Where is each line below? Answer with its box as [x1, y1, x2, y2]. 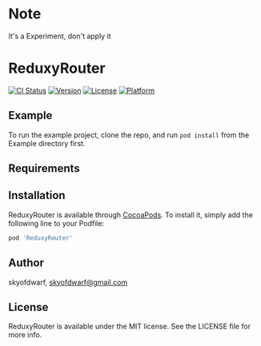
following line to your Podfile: [8, 218, 105, 228]
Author [8, 257, 44, 270]
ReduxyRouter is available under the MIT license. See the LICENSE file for [8, 321, 251, 332]
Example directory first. [8, 138, 86, 148]
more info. [8, 330, 42, 340]
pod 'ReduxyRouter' [8, 233, 74, 242]
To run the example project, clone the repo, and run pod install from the [8, 129, 250, 140]
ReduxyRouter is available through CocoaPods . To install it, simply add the [8, 209, 254, 220]
